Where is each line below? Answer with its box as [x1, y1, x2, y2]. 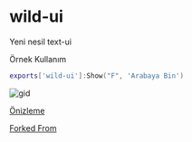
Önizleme [9, 105, 45, 116]
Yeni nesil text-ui [9, 36, 72, 47]
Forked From [9, 122, 57, 133]
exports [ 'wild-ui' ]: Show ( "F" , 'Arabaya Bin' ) [9, 71, 184, 80]
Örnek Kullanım [9, 53, 67, 64]
